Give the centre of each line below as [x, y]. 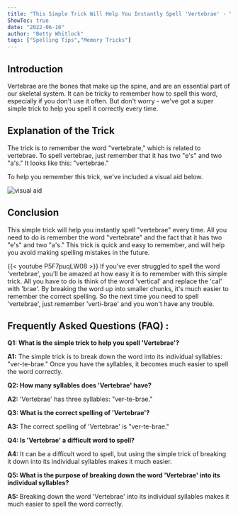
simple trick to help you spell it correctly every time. [83, 108]
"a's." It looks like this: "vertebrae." [58, 163]
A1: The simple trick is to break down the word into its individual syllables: [115, 357]
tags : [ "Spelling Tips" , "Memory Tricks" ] [69, 40]
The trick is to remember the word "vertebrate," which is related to [104, 148]
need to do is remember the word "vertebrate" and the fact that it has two [115, 237]
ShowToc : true [28, 21]
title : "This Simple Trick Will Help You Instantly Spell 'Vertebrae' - [117, 14]
